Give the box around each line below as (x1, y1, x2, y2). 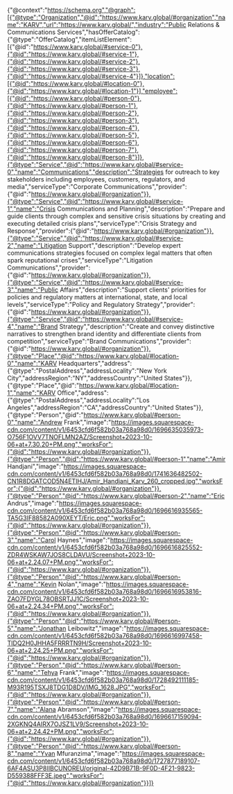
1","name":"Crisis (7, 204, 56, 213)
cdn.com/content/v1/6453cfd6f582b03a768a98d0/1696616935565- (7, 506, 203, 515)
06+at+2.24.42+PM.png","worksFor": (7, 727, 114, 735)
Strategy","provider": (136, 301, 196, 308)
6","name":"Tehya (7, 669, 58, 676)
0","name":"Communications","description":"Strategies (7, 168, 164, 176)
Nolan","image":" (58, 580, 106, 588)
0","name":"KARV (7, 360, 58, 367)
